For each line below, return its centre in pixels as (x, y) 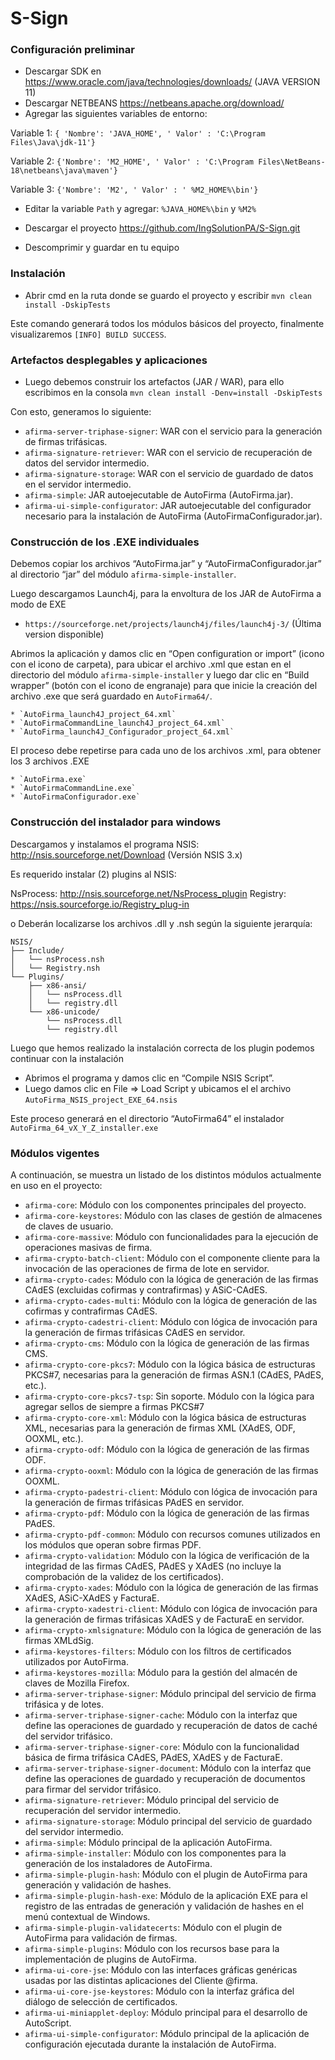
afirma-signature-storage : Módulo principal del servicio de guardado (168, 1821)
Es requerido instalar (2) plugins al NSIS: (93, 874)
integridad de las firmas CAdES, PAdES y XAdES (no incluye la (153, 1566)
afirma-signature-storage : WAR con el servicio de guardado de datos (169, 474)
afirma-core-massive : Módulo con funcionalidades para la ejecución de (171, 1236)
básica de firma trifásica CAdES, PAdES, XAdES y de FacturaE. (153, 1757)
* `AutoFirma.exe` (48, 780)
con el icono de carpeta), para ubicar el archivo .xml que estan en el (151, 664)
